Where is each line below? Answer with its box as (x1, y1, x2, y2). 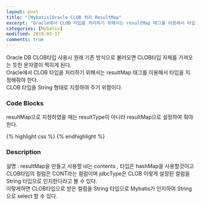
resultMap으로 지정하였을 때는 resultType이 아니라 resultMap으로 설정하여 (6, 113, 182, 120)
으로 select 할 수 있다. (6, 192, 58, 200)
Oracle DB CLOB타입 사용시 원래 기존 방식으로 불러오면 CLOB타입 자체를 (6, 54, 178, 61)
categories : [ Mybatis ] (6, 25, 63, 32)
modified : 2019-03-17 (6, 31, 60, 37)
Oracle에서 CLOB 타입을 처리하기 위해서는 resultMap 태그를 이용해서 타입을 (6, 69, 184, 76)
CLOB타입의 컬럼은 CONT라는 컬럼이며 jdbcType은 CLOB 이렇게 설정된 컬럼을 (6, 170, 190, 177)
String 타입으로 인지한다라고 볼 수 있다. (6, 177, 98, 185)
